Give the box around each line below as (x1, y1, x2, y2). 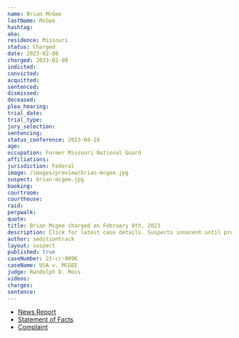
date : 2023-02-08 (7, 51, 59, 58)
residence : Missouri (7, 37, 69, 44)
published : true (7, 248, 55, 256)
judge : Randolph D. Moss (7, 268, 81, 275)
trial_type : (7, 116, 43, 123)
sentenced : (7, 83, 40, 90)
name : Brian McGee (7, 10, 62, 18)
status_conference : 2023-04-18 (7, 136, 100, 143)
